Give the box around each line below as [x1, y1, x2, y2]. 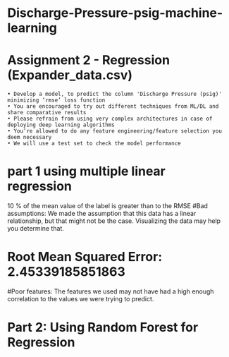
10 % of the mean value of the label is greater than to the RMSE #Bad [7, 202, 208, 210]
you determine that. [7, 224, 65, 233]
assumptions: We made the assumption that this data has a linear [7, 210, 197, 218]
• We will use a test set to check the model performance [7, 140, 181, 147]
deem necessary [7, 134, 52, 141]
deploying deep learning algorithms [7, 121, 115, 128]
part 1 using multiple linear [7, 164, 166, 179]
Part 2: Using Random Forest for [7, 320, 199, 336]
